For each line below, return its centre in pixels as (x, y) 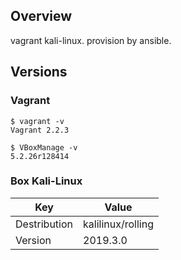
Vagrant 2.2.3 (40, 130)
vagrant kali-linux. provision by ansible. (91, 40)
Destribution (44, 224)
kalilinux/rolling (118, 224)
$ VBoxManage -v (44, 147)
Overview (41, 16)
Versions (39, 72)
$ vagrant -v (37, 121)
